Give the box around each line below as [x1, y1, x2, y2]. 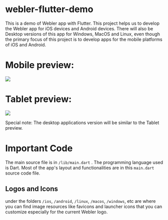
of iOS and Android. [5, 41, 46, 47]
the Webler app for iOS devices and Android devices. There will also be [5, 25, 153, 31]
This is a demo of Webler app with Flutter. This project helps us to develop [5, 20, 160, 26]
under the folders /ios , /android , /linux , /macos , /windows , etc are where [5, 198, 156, 204]
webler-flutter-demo [5, 4, 93, 15]
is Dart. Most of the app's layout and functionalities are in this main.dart [5, 164, 155, 171]
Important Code [5, 143, 73, 154]
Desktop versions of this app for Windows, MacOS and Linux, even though [5, 31, 160, 37]
